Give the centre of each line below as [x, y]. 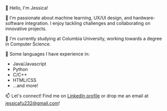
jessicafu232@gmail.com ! [33, 103]
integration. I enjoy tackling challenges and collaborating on [88, 23]
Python [20, 69]
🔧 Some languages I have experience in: [47, 54]
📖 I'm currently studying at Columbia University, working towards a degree [84, 39]
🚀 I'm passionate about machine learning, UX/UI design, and [69, 18]
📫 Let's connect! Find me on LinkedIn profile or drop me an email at [77, 96]
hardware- [144, 18]
